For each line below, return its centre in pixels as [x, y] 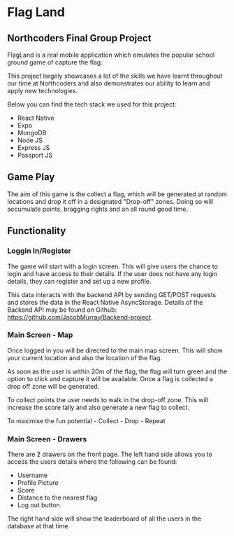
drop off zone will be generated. [53, 386]
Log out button [39, 505]
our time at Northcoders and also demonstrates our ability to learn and [109, 83]
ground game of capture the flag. [55, 62]
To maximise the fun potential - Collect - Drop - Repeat [86, 420]
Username [32, 475]
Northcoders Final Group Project [79, 38]
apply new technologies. [43, 91]
